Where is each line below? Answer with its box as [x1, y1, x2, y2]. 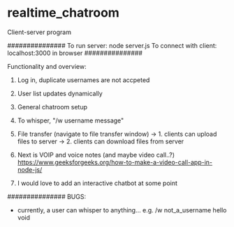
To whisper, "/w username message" [17, 116, 124, 125]
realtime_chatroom [7, 5, 120, 21]
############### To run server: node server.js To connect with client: [7, 41, 217, 49]
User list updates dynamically [17, 89, 103, 97]
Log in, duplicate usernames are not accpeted [17, 75, 150, 84]
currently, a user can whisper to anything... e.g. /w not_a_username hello [17, 205, 227, 214]
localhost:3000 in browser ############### [7, 49, 143, 57]
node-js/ [17, 165, 43, 173]
